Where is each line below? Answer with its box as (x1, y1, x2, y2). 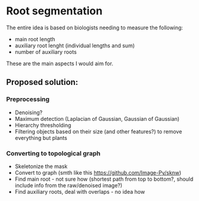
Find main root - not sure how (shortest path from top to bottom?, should (14, 175, 194, 182)
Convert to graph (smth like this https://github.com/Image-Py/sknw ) (14, 169, 182, 176)
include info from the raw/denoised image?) (14, 181, 123, 189)
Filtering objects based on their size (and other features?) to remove (14, 127, 182, 135)
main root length (14, 35, 55, 42)
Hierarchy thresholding (14, 121, 71, 129)
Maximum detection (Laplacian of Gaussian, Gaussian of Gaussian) (14, 115, 180, 122)
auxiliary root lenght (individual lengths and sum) (14, 42, 135, 49)
